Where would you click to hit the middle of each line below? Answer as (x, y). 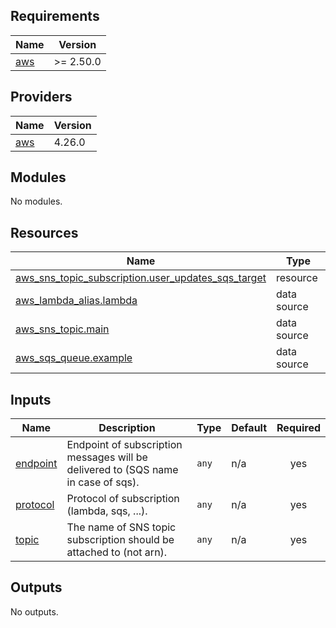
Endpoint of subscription (124, 445)
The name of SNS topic (121, 527)
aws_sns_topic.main (62, 329)
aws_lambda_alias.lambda (76, 301)
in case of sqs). (103, 482)
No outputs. (34, 611)
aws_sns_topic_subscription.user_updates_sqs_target (141, 278)
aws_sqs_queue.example (74, 358)
